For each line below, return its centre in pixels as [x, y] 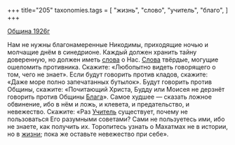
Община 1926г [29, 31]
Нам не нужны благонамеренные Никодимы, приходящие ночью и [108, 44]
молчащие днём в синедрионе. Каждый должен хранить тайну [102, 52]
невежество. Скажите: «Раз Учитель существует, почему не [98, 112]
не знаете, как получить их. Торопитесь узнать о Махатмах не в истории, [117, 126]
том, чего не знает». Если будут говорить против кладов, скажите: [108, 74]
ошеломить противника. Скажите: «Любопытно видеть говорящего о [112, 67]
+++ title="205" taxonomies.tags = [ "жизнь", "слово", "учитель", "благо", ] [117, 10]
